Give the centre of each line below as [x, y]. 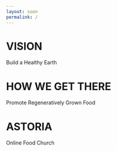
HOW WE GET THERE [59, 86]
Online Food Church [30, 143]
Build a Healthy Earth [31, 63]
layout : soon [22, 12]
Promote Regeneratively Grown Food [51, 103]
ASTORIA [29, 127]
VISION [24, 46]
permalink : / [22, 17]
